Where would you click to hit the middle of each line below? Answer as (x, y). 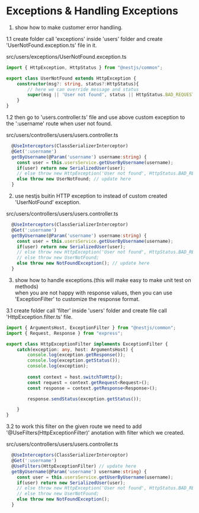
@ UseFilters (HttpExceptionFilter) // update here (74, 466)
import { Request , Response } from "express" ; (65, 333)
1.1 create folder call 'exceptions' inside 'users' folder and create (84, 39)
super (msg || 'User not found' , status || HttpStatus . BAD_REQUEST (111, 95)
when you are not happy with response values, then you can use (94, 293)
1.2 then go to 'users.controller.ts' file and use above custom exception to (96, 118)
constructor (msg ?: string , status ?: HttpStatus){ (78, 84)
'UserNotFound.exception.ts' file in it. (52, 45)
